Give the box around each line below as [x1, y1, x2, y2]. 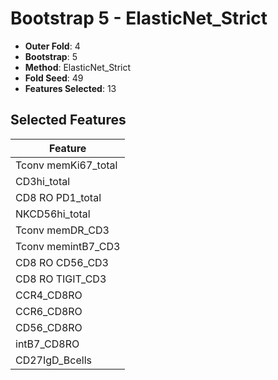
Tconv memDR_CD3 [15, 223, 110, 237]
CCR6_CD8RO [15, 304, 83, 318]
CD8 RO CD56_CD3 [15, 255, 109, 269]
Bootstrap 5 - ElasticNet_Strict [10, 7, 268, 30]
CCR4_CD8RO [15, 288, 83, 302]
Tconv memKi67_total [15, 158, 118, 172]
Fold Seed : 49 [24, 72, 84, 84]
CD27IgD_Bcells [15, 353, 92, 367]
